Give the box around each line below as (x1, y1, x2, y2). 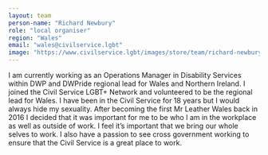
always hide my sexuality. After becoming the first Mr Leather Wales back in (8, 104, 258, 114)
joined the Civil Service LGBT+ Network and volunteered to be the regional (8, 87, 253, 96)
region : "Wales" (8, 33, 62, 42)
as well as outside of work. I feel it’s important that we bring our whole (8, 121, 238, 130)
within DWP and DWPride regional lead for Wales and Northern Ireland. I (8, 79, 246, 88)
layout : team (8, 11, 52, 20)
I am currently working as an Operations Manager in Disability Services (8, 71, 242, 79)
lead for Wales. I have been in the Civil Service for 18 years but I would (8, 96, 240, 105)
